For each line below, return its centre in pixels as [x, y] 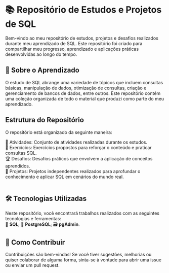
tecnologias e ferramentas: [33, 219]
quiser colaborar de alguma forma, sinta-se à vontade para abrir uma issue [83, 260]
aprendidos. [18, 166]
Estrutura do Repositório [45, 120]
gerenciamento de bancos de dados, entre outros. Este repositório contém [83, 93]
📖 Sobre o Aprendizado [42, 70]
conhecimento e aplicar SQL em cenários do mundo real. [65, 177]
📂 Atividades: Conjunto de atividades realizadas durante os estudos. [76, 142]
